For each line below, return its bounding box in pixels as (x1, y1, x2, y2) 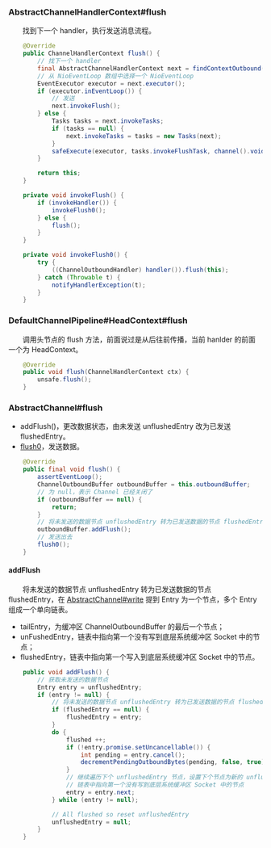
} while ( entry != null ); (51, 796, 139, 804)
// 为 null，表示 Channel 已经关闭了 (37, 488, 153, 496)
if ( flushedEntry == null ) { (51, 706, 150, 714)
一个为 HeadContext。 (8, 344, 83, 354)
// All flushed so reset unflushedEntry (51, 810, 190, 818)
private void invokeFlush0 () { (23, 251, 128, 259)
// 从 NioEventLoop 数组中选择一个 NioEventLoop (37, 72, 194, 80)
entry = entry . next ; (65, 788, 135, 796)
